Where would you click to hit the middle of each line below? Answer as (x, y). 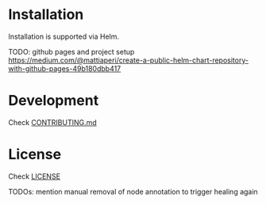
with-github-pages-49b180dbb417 (65, 68)
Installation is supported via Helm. (64, 36)
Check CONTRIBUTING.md (52, 122)
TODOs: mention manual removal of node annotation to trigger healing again (133, 191)
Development (54, 101)
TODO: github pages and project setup (71, 51)
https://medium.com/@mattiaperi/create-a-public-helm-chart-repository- (128, 60)
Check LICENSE (35, 176)
